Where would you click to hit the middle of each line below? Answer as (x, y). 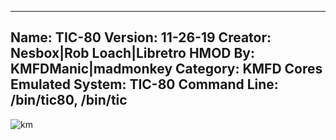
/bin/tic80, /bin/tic (69, 100)
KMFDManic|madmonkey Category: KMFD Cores (166, 69)
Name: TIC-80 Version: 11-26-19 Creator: (141, 37)
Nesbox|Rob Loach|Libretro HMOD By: (133, 53)
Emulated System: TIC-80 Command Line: (144, 84)
